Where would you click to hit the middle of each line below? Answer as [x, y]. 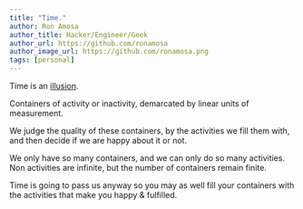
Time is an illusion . [44, 86]
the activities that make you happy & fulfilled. [93, 195]
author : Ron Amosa [44, 26]
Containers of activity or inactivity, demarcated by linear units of [129, 104]
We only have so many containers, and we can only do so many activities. [147, 158]
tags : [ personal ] [42, 60]
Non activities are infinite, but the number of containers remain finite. [138, 168]
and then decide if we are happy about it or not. [98, 140]
